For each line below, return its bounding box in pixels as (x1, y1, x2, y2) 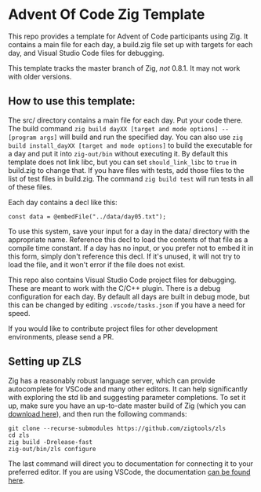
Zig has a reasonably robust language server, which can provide (8, 376, 216, 385)
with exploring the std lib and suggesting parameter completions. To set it (8, 392, 246, 402)
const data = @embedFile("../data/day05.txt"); (8, 212, 167, 221)
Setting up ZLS (8, 355, 82, 369)
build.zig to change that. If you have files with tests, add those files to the (8, 165, 245, 174)
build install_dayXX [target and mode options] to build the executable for (8, 140, 253, 150)
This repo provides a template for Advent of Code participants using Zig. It (8, 31, 248, 41)
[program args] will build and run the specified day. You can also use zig (8, 132, 243, 141)
